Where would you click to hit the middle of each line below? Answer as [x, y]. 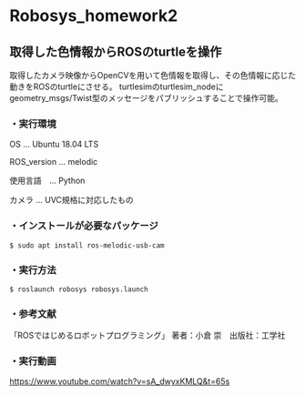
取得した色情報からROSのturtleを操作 [116, 51]
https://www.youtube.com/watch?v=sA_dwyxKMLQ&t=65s [120, 381]
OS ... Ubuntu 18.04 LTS [54, 144]
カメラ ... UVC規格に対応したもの [71, 200]
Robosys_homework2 [94, 16]
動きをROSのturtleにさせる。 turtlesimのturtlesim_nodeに [117, 86]
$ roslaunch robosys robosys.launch [79, 289]
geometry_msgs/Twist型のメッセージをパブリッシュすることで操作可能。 [147, 98]
